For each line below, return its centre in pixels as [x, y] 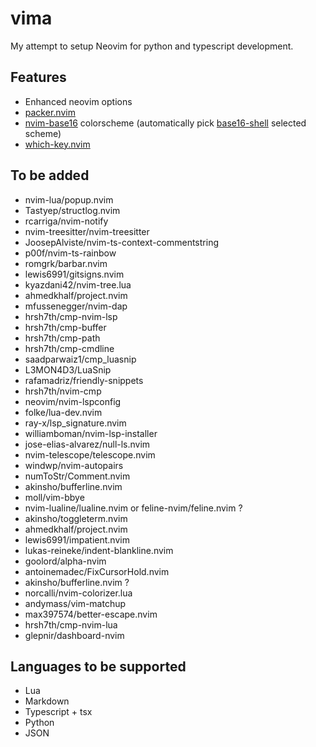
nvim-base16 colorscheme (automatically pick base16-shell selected [165, 123]
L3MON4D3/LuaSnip [68, 369]
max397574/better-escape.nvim [91, 614]
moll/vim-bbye [54, 497]
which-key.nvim [57, 144]
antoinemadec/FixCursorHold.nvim [97, 571]
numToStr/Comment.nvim [77, 476]
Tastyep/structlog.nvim [72, 210]
